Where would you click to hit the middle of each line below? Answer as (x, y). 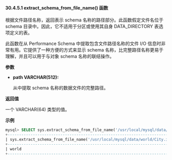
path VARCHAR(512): (36, 77)
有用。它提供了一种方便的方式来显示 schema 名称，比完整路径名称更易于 (87, 50)
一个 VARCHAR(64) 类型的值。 (38, 110)
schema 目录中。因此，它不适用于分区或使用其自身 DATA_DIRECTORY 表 (82, 26)
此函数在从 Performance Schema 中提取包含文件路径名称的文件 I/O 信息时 (83, 44)
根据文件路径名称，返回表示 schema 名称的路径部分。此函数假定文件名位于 (84, 20)
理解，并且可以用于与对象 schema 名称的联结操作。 (60, 57)
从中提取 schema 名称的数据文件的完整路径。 (60, 88)
